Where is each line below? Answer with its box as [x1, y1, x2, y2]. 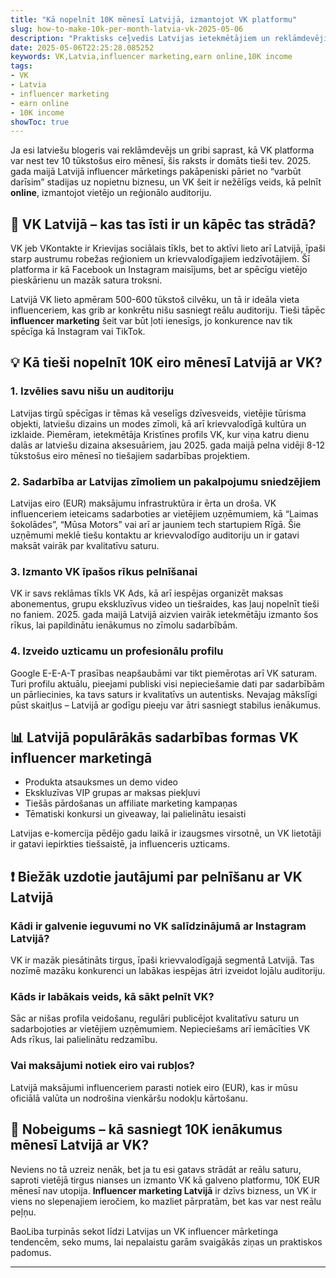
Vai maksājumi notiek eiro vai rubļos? [10, 1059, 195, 1073]
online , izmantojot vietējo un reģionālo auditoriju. [10, 187, 212, 199]
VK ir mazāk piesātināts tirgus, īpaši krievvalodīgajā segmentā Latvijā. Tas [10, 954, 315, 966]
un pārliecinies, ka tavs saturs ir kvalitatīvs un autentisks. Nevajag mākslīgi [10, 688, 318, 700]
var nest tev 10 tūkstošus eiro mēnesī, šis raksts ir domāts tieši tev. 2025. [10, 155, 311, 167]
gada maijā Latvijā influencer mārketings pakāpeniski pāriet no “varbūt [10, 166, 302, 178]
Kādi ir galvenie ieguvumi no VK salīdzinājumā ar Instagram [10, 919, 307, 933]
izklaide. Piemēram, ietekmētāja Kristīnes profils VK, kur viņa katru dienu [10, 428, 310, 440]
